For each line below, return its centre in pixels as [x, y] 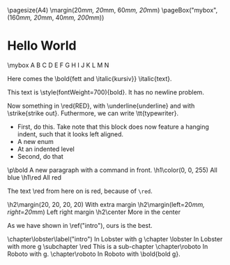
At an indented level [46, 149]
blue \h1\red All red [34, 177]
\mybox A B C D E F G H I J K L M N [58, 65]
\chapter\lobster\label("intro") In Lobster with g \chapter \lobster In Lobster [115, 239]
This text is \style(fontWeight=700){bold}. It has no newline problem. [106, 92]
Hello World [42, 46]
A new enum [35, 141]
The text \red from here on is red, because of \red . [80, 191]
